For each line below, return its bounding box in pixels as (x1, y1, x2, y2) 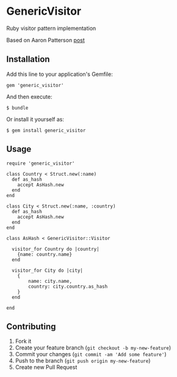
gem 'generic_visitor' (6, 82, 64, 88)
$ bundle (6, 105, 29, 111)
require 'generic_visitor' (6, 160, 75, 166)
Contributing (6, 321, 56, 332)
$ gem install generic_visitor (6, 127, 86, 133)
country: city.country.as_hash (28, 283, 108, 289)
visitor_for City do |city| (12, 267, 84, 274)
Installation (6, 54, 50, 65)
